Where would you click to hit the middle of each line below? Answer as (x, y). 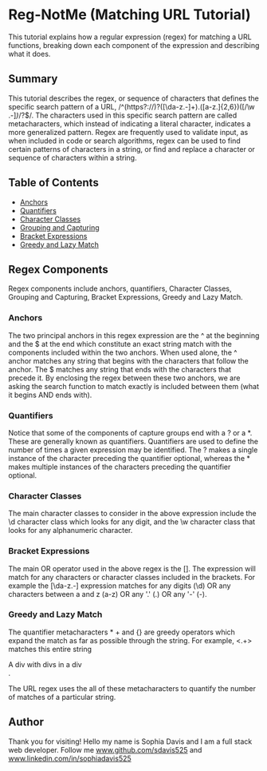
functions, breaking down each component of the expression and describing (134, 45)
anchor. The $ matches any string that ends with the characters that (120, 369)
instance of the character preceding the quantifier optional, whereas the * (130, 458)
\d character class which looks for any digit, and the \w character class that (132, 522)
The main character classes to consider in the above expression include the (132, 514)
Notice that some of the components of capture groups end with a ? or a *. (130, 432)
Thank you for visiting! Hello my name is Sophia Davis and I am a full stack (130, 741)
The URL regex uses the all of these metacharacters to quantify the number (132, 688)
